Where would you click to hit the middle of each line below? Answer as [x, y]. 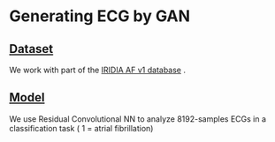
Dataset [31, 49]
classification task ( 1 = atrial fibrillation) [81, 128]
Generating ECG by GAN [100, 16]
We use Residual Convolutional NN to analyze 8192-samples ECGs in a [138, 119]
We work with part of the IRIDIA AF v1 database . [97, 70]
